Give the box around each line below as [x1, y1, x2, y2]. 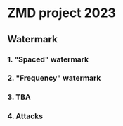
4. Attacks [7, 111, 44, 121]
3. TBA [7, 92, 32, 102]
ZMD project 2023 [7, 5, 116, 21]
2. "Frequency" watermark [7, 73, 101, 83]
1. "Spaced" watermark [7, 55, 89, 64]
